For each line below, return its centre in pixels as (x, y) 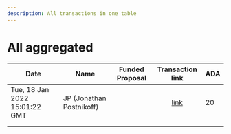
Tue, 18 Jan (30, 89)
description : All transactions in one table (72, 13)
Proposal (131, 78)
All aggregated (51, 47)
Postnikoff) (81, 107)
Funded (132, 69)
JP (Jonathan (85, 98)
